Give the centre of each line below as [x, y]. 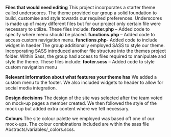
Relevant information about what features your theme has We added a [81, 77]
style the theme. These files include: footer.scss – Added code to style [80, 62]
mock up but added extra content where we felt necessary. [67, 109]
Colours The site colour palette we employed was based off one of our [80, 119]
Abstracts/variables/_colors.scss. [40, 129]
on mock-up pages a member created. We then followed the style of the [81, 103]
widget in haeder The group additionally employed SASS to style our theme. [85, 45]
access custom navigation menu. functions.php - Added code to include [81, 40]
